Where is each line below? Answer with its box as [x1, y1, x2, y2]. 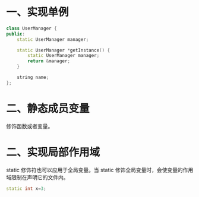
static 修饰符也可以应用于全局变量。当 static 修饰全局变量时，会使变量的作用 [6, 166, 194, 173]
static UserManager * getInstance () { [17, 47, 110, 53]
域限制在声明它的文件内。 [6, 173, 69, 181]
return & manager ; [27, 58, 70, 64]
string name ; [17, 75, 49, 81]
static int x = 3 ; [6, 185, 46, 192]
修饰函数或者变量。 [6, 122, 53, 129]
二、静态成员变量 [6, 102, 90, 115]
